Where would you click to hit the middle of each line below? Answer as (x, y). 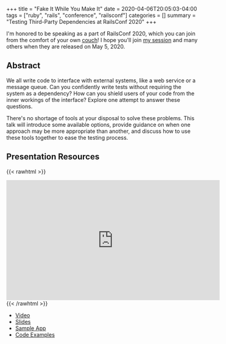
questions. (19, 106)
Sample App (30, 328)
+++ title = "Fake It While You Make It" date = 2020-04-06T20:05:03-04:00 (102, 9)
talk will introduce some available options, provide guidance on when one (98, 124)
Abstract (23, 66)
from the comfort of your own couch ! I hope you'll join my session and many (102, 40)
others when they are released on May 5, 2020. (66, 46)
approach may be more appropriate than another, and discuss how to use (98, 131)
